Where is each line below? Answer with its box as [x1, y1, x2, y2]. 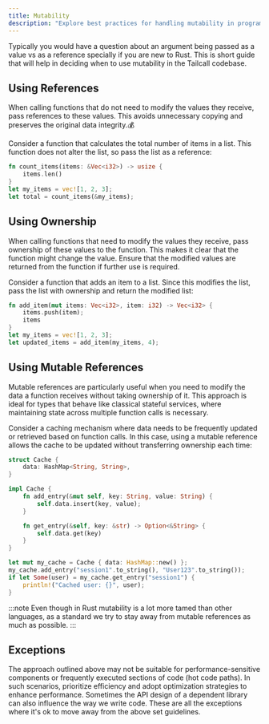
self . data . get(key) [37, 529, 102, 537]
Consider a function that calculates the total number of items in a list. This [8, 139, 252, 148]
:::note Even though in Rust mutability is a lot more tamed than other [8, 603, 232, 613]
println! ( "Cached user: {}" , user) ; [22, 580, 146, 589]
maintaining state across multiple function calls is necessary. [8, 407, 209, 417]
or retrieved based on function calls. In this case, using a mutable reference [8, 431, 258, 441]
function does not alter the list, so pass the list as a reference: [8, 148, 212, 157]
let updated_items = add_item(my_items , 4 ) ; [8, 338, 159, 346]
